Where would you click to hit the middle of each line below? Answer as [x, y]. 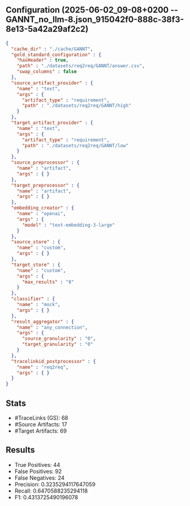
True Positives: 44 [37, 464]
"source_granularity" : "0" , [59, 339]
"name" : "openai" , [41, 214]
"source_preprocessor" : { [45, 163]
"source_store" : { [36, 242]
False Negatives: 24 [40, 478]
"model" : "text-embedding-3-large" [68, 225]
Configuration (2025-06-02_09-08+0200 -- [92, 10]
